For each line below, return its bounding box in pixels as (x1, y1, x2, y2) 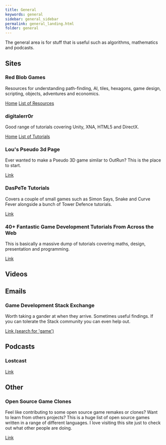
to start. (5, 163, 21, 169)
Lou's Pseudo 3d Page (5, 146, 60, 153)
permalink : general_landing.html (5, 21, 74, 26)
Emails (5, 287, 26, 295)
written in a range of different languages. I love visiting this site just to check (5, 420, 161, 426)
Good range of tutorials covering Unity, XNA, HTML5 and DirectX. (5, 124, 139, 130)
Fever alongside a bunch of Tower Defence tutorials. (5, 201, 112, 207)
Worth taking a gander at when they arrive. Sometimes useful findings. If (5, 313, 154, 319)
